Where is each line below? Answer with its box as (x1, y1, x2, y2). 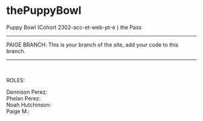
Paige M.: (6, 107, 30, 115)
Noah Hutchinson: (6, 101, 51, 108)
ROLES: (6, 76, 25, 83)
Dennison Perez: (6, 88, 47, 96)
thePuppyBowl (6, 4, 82, 18)
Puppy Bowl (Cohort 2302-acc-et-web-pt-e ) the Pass (6, 24, 142, 31)
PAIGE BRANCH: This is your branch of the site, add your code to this (6, 41, 179, 48)
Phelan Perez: (6, 94, 41, 102)
